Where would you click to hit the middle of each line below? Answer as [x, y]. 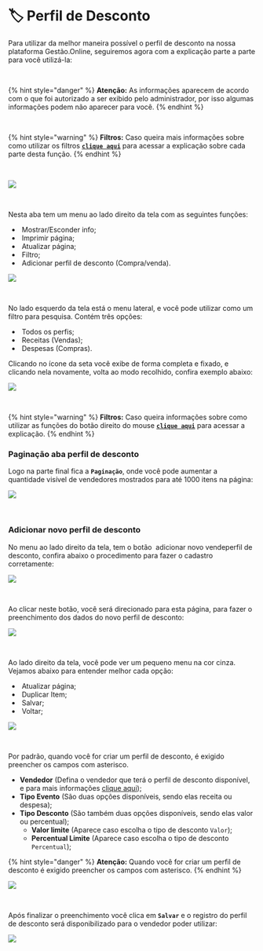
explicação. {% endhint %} [52, 433]
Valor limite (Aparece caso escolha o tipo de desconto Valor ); [132, 829]
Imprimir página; [48, 238]
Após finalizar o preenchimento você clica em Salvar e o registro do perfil [128, 915]
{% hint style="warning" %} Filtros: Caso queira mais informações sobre [126, 137]
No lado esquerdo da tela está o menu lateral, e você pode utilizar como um [131, 308]
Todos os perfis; [48, 331]
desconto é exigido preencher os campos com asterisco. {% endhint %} [125, 870]
